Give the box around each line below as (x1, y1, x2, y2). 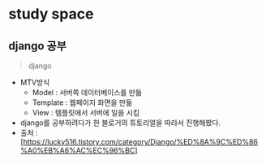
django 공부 (8, 39, 66, 52)
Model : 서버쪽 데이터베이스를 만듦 (32, 88, 143, 97)
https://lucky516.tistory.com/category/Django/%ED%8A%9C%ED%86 (23, 137, 258, 146)
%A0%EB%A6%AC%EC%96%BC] (19, 146, 138, 155)
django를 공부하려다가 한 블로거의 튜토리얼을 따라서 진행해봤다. (19, 118, 221, 127)
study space (8, 5, 94, 23)
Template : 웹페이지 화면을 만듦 (32, 98, 133, 107)
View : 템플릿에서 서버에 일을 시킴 (32, 108, 140, 117)
